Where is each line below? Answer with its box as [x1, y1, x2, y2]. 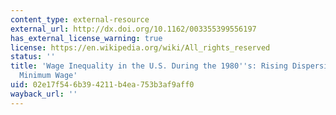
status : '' [10, 52, 56, 62]
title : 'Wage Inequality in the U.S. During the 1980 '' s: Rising [10, 61, 288, 71]
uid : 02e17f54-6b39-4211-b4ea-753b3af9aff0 [10, 80, 195, 90]
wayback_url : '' [10, 89, 78, 99]
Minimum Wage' [19, 71, 78, 81]
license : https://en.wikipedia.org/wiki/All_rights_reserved [10, 42, 271, 53]
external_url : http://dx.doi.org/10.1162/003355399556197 [10, 24, 257, 34]
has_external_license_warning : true [10, 33, 163, 43]
